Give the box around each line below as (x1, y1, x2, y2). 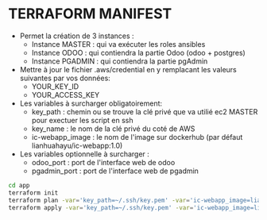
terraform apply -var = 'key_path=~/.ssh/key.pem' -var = (8, 203, 194, 211)
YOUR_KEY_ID (31, 81, 79, 91)
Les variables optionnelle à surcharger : (19, 149, 149, 159)
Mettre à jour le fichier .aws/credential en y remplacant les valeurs (19, 64, 237, 74)
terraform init (8, 188, 59, 197)
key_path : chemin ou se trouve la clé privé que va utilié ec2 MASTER (31, 106, 258, 116)
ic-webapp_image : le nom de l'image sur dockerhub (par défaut (31, 132, 243, 141)
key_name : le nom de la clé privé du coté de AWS (31, 124, 195, 133)
